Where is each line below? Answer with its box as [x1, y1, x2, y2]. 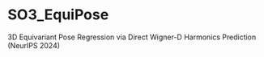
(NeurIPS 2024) [7, 40, 61, 50]
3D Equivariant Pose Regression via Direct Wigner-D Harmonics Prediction [7, 32, 257, 42]
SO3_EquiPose [7, 6, 109, 24]
